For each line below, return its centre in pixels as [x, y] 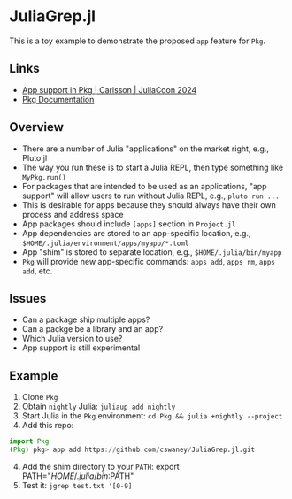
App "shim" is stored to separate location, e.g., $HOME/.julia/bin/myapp [152, 252]
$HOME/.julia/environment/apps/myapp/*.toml [105, 243]
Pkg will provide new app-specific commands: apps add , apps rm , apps [149, 261]
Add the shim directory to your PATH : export [100, 466]
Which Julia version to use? [72, 339]
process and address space [73, 214]
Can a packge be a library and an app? [92, 329]
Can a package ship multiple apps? [86, 319]
